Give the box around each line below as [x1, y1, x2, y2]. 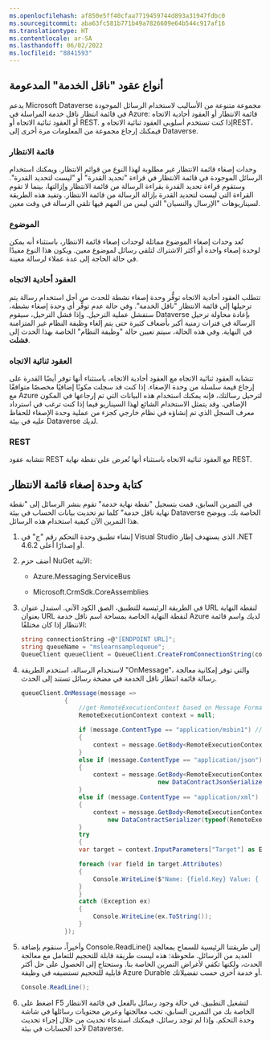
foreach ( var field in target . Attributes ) [78, 860, 223, 869]
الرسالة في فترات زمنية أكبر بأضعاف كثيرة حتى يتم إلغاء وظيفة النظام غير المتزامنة [9, 318, 256, 327]
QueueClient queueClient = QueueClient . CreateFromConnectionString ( [20, 650, 256, 658]
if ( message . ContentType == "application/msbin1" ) [78, 726, 252, 734]
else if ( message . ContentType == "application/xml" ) [78, 793, 260, 801]
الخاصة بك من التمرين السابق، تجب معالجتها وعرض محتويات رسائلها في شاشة [20, 1006, 255, 1016]
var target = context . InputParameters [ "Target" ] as [78, 846, 256, 854]
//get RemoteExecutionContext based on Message [78, 704, 241, 712]
